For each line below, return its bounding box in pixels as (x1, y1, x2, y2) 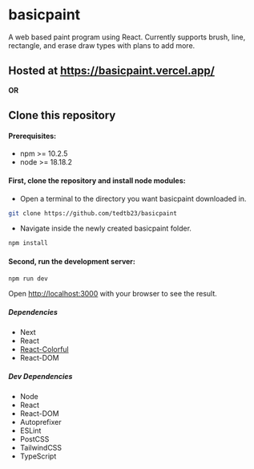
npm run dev (8, 275, 48, 283)
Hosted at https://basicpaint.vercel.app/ (8, 64, 215, 78)
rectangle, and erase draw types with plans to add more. (8, 40, 196, 50)
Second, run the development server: (8, 256, 136, 266)
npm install (8, 239, 48, 247)
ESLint (19, 426, 42, 435)
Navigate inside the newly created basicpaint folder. (19, 223, 192, 234)
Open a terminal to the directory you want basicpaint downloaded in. (19, 194, 247, 203)
